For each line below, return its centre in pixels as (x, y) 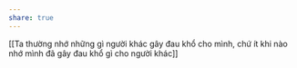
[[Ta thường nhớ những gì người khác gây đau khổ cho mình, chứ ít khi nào (148, 44)
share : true (31, 18)
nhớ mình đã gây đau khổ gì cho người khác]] (93, 53)
